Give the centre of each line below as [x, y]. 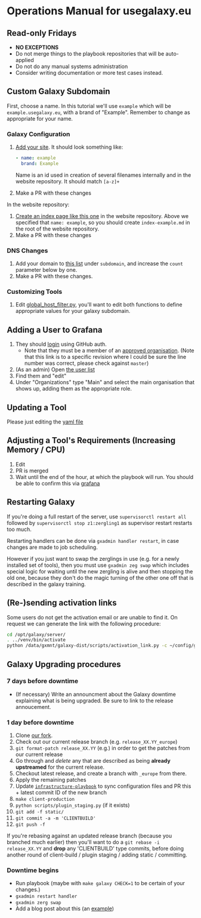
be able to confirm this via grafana [58, 483]
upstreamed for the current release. [60, 767]
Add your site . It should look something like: [69, 147]
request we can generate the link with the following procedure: [84, 624]
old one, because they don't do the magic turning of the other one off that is [100, 578]
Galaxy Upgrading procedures [64, 664]
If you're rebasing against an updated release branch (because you [89, 836]
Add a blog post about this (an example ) [65, 908]
